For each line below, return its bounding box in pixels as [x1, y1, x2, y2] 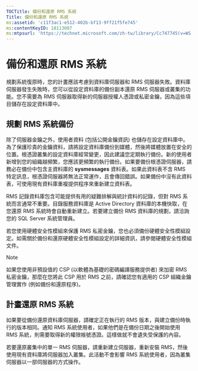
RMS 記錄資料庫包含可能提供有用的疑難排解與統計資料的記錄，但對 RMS [6, 193, 181, 200]
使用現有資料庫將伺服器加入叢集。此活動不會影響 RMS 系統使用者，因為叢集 [6, 351, 191, 358]
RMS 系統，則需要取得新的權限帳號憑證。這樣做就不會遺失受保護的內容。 [6, 331, 184, 338]
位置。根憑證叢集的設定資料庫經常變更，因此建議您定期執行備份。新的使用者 [6, 151, 192, 158]
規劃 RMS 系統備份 [6, 119, 74, 130]
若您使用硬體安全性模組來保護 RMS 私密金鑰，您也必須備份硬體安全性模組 [6, 227, 186, 234]
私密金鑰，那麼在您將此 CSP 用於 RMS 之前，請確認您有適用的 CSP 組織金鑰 [6, 273, 192, 280]
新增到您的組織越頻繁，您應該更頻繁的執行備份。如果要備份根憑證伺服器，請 [6, 158, 192, 165]
